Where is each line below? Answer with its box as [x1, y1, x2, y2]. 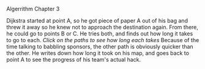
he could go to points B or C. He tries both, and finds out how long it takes [6, 30, 193, 37]
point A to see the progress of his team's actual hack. [6, 56, 141, 63]
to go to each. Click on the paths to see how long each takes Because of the [6, 37, 199, 43]
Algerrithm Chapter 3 [6, 5, 60, 12]
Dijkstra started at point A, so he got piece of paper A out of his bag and [6, 17, 188, 24]
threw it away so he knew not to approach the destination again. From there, [6, 24, 199, 31]
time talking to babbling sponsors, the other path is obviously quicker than [6, 43, 194, 50]
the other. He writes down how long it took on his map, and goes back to [6, 49, 190, 57]
